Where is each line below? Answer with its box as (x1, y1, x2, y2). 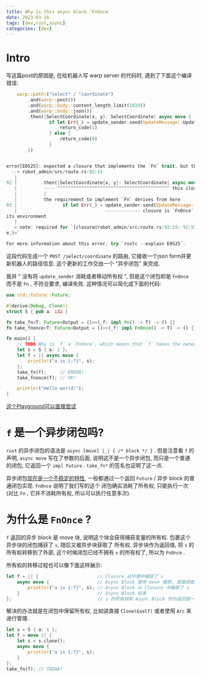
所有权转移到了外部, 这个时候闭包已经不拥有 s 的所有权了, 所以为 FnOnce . (6, 549, 185, 556)
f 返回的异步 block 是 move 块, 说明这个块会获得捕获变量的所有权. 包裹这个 (6, 534, 191, 541)
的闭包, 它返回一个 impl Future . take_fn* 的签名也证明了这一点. (6, 462, 163, 469)
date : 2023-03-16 (6, 14, 50, 20)
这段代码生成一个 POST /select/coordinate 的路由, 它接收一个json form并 (6, 252, 187, 260)
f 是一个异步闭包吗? (6, 426, 104, 439)
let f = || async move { (17, 352, 79, 358)
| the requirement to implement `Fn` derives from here (14, 197, 181, 203)
